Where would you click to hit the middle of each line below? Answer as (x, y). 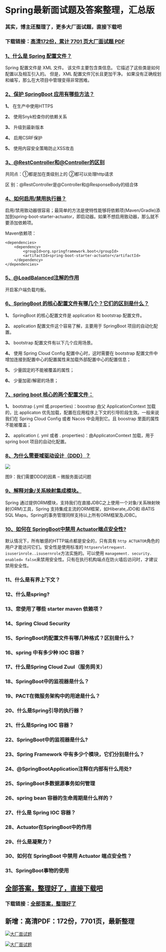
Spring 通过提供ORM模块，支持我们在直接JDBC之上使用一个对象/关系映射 (81, 503)
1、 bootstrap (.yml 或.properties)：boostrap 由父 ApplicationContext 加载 (81, 406)
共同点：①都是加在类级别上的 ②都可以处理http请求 (59, 174)
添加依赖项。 (22, 223)
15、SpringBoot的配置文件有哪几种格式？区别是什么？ (70, 638)
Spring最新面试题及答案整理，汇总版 (80, 10)
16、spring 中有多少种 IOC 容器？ (45, 652)
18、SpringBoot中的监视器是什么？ (47, 682)
